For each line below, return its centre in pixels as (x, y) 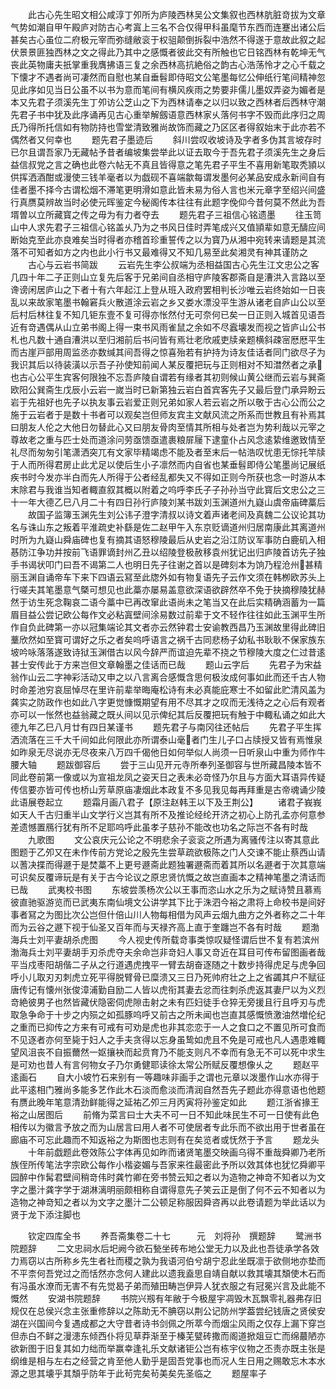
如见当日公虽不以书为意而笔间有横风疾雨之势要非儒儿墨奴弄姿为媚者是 (181, 89)
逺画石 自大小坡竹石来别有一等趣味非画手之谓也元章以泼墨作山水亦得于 (165, 1077)
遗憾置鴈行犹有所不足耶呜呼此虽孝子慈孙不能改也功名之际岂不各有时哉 (163, 827)
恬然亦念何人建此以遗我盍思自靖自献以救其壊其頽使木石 (202, 1273)
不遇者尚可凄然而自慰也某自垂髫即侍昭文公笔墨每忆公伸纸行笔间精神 (176, 77)
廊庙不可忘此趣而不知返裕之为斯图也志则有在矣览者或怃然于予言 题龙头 (165, 1139)
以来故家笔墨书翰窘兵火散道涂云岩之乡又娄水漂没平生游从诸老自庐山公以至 (172, 302)
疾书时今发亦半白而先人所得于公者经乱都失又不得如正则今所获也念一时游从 (163, 477)
